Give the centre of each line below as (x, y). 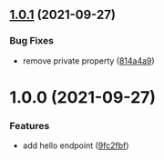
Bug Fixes (32, 41)
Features (30, 125)
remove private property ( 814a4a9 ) (88, 60)
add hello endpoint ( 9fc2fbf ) (76, 145)
